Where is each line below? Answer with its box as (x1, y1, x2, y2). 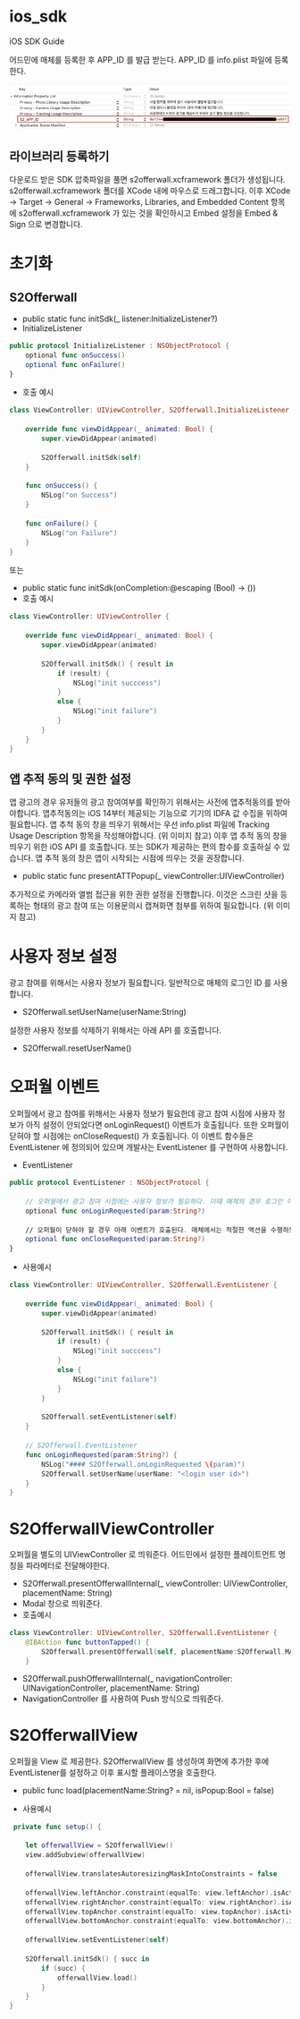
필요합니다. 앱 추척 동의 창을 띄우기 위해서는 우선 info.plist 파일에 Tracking (9, 819, 271, 830)
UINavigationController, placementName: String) (21, 1682, 201, 1693)
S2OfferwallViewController (9, 1519, 214, 1538)
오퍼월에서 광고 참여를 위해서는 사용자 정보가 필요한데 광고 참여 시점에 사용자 (9, 1108, 277, 1120)
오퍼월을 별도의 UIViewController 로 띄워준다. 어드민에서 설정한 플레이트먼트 (9, 1549, 277, 1560)
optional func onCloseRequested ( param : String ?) (25, 1235, 205, 1244)
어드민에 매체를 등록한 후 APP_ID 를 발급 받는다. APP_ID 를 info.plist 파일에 (9, 54, 272, 64)
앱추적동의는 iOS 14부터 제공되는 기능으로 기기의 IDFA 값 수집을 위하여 (42, 808, 288, 819)
